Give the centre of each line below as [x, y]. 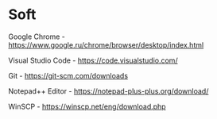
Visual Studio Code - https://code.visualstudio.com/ [93, 60]
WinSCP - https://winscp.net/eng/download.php [87, 106]
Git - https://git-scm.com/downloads [68, 75]
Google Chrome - [37, 36]
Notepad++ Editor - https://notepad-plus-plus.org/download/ [108, 91]
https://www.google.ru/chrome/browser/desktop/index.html [106, 44]
